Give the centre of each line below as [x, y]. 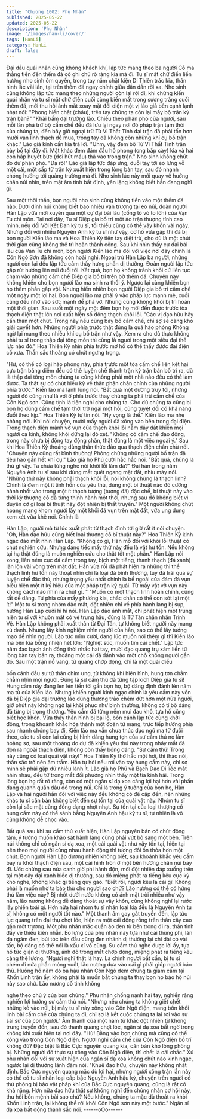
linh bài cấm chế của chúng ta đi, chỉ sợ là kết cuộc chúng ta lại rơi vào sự [97, 1014]
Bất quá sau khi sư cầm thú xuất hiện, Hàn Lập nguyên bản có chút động [96, 831]
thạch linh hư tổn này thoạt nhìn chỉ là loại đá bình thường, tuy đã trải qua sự [99, 572]
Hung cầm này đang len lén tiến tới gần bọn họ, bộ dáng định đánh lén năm [99, 686]
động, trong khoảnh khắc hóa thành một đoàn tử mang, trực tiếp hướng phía [100, 724]
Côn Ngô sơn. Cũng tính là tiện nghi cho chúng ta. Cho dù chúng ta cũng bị [99, 402]
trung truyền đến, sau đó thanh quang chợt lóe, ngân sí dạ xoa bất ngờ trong [100, 1027]
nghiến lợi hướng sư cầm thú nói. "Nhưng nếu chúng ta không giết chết [93, 1001]
